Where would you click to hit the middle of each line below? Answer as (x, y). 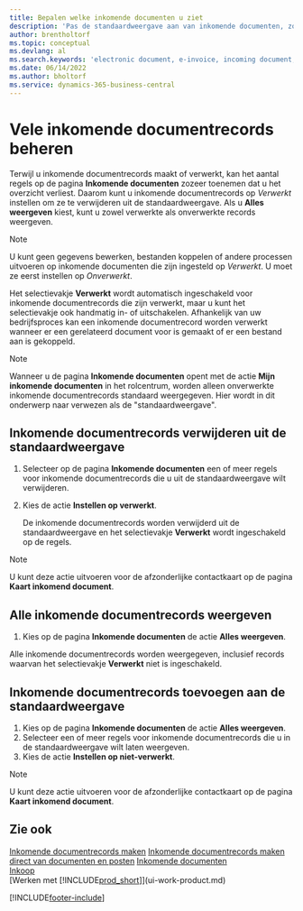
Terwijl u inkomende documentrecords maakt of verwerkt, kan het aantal (144, 173)
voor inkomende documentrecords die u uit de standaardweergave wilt (154, 478)
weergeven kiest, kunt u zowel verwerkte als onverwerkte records (133, 212)
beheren (41, 148)
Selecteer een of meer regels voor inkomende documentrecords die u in (156, 737)
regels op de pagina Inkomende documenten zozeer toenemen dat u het (145, 183)
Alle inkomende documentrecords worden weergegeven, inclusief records (147, 654)
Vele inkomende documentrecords (142, 129)
